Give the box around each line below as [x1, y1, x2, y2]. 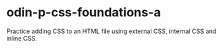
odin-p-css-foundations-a [6, 5, 161, 20]
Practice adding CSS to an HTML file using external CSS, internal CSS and [6, 27, 217, 35]
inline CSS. [6, 34, 38, 42]
